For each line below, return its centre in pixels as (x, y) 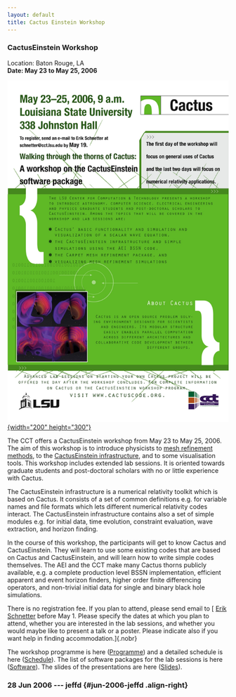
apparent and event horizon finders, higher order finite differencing (104, 580)
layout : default (31, 15)
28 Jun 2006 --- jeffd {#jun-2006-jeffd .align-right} (98, 685)
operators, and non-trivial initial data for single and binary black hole (106, 587)
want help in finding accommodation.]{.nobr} (72, 639)
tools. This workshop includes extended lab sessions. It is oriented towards (116, 463)
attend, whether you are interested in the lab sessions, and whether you (111, 624)
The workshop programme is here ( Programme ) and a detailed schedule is (115, 652)
